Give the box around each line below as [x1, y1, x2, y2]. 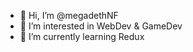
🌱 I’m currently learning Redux [19, 31, 145, 42]
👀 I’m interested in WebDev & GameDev [19, 20, 183, 32]
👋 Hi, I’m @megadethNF [19, 10, 119, 21]
